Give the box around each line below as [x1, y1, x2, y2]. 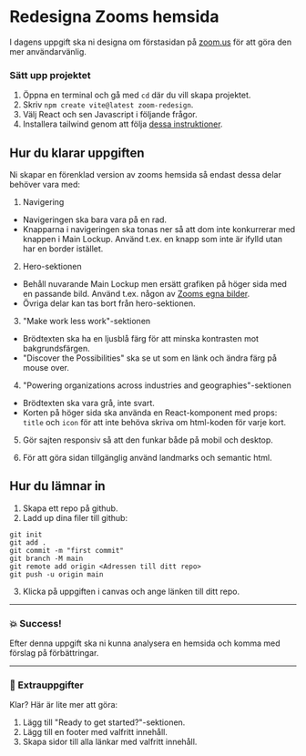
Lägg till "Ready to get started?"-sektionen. [22, 717, 186, 728]
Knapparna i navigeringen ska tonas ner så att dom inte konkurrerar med [22, 224, 296, 235]
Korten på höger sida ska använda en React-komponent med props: [22, 407, 278, 418]
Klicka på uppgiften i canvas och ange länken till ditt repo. [22, 586, 240, 597]
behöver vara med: [9, 179, 80, 190]
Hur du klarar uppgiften [9, 145, 145, 160]
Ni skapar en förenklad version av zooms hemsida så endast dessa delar [9, 169, 282, 180]
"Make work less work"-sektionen [22, 316, 151, 327]
